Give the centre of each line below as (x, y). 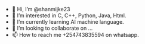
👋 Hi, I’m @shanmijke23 (41, 9)
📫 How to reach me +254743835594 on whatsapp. (75, 35)
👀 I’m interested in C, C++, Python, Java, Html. (69, 15)
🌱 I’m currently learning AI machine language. (68, 22)
